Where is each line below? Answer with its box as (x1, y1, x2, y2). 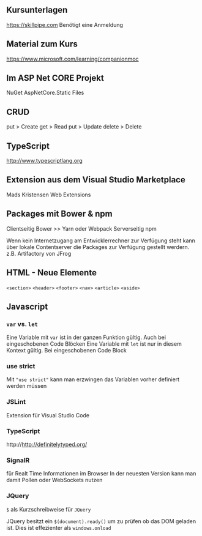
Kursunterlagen (6, 5, 68, 15)
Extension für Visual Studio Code (6, 411, 90, 419)
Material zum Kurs (6, 39, 78, 50)
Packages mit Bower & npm (6, 209, 113, 219)
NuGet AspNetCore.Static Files (6, 89, 84, 97)
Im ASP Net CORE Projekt (6, 73, 104, 83)
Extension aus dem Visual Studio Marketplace (6, 174, 185, 185)
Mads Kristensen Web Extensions (6, 191, 91, 198)
